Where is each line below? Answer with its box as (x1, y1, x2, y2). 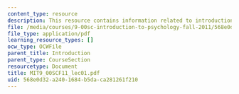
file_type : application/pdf (7, 30, 91, 37)
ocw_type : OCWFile (7, 43, 62, 50)
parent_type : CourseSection (7, 57, 91, 64)
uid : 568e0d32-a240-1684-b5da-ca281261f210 (7, 76, 139, 83)
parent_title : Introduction (7, 50, 91, 57)
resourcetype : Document (7, 63, 78, 70)
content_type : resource (7, 10, 78, 18)
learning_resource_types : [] (7, 37, 94, 44)
